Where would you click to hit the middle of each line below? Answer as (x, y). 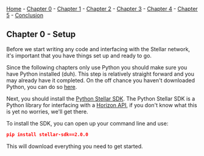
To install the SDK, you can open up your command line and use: (87, 123)
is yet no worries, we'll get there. (47, 112)
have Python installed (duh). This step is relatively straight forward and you (100, 74)
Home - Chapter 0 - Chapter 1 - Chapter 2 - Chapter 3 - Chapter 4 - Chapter (102, 9)
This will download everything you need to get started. (75, 146)
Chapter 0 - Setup (41, 34)
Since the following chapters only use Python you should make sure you (97, 67)
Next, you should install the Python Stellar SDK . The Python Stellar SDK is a (101, 98)
